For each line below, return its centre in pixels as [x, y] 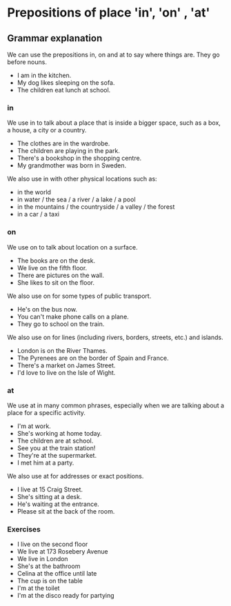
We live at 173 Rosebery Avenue [62, 552]
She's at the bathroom [49, 566]
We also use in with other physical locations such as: [82, 179]
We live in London [42, 559]
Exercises [24, 529]
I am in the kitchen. [44, 75]
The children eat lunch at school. [64, 90]
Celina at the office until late [57, 574]
